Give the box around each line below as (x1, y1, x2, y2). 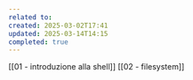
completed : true (8, 37, 68, 47)
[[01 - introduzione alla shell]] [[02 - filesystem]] (8, 62, 185, 72)
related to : (8, 12, 52, 22)
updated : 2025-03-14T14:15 (8, 29, 109, 38)
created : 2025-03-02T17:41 (8, 21, 109, 30)
